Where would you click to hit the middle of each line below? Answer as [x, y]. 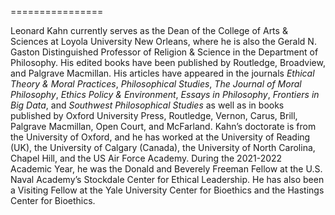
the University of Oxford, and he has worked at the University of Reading [160, 137]
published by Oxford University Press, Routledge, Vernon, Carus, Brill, [154, 115]
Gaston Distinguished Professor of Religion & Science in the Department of [164, 52]
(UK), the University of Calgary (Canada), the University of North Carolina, [163, 147]
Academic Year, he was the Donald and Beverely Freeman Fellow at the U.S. [166, 169]
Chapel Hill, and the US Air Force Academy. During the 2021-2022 [146, 158]
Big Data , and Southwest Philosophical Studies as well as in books [147, 105]
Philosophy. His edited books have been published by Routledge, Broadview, [168, 62]
